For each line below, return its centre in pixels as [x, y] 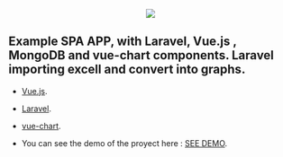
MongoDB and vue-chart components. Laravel [141, 55]
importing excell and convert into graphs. [127, 70]
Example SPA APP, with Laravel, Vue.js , [123, 42]
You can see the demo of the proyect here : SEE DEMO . [124, 143]
